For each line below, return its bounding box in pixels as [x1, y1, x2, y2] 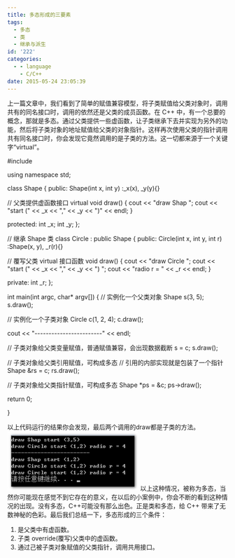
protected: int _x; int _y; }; [7, 219, 80, 228]
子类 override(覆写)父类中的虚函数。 [17, 533, 122, 543]
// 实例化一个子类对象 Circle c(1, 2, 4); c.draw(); [7, 315, 144, 323]
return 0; [7, 395, 33, 403]
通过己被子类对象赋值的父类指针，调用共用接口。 [17, 543, 159, 551]
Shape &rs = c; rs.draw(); [7, 366, 80, 374]
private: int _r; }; [7, 278, 54, 287]
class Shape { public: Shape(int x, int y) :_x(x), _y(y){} [7, 184, 160, 192]
